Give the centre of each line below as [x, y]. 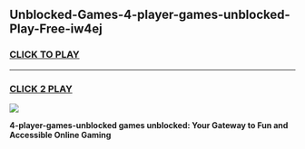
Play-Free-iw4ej [56, 29]
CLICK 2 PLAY [41, 88]
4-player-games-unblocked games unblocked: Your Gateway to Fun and [149, 125]
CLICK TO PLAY [44, 55]
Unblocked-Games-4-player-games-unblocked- [150, 15]
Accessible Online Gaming [60, 135]
